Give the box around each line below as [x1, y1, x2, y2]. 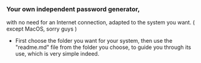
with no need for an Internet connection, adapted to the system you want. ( [6, 19, 196, 26]
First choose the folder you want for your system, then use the [15, 37, 173, 45]
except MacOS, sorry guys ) [6, 25, 78, 32]
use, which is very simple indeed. [15, 50, 100, 57]
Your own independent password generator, [6, 5, 141, 13]
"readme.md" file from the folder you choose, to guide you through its [15, 43, 191, 51]
